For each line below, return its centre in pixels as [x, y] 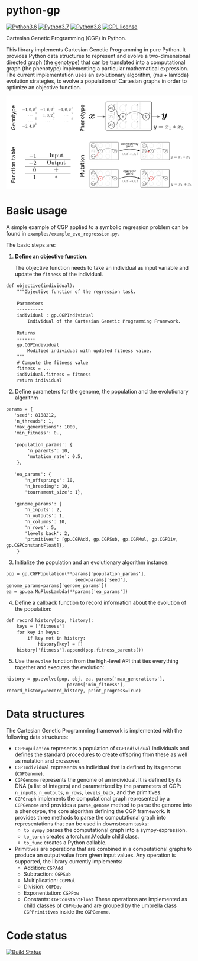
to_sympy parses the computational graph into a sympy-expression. [105, 830]
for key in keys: [38, 633]
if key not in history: [56, 638]
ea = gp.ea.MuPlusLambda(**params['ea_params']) [67, 592]
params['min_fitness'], [96, 685]
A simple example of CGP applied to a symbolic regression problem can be [97, 227]
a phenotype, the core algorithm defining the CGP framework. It [92, 811]
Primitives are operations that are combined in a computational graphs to [103, 849]
